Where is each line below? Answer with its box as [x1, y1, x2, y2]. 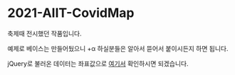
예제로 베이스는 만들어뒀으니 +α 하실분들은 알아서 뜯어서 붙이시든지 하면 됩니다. [7, 44, 229, 52]
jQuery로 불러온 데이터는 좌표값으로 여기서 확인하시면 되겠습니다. [7, 59, 189, 68]
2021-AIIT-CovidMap [7, 5, 135, 21]
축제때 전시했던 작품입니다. [7, 29, 82, 37]
